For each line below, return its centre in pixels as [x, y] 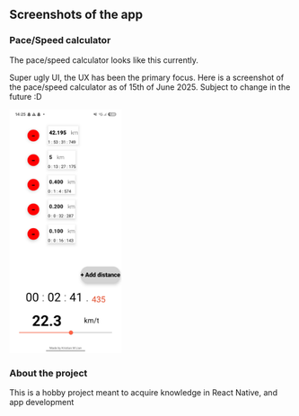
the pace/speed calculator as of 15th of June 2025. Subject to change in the [150, 87]
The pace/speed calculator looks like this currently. [104, 60]
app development [42, 402]
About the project [48, 373]
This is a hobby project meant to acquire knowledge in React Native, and [144, 392]
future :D [26, 96]
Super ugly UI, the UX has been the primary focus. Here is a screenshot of [147, 77]
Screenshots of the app [76, 15]
